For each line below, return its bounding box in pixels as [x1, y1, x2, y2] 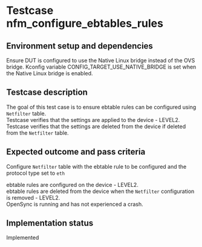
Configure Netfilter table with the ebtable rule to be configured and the [6, 163, 187, 170]
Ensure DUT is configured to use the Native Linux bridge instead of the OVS [6, 57, 195, 64]
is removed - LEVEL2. [6, 194, 60, 201]
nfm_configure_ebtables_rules [6, 16, 163, 30]
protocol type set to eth [6, 169, 65, 177]
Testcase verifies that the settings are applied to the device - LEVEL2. [6, 116, 180, 123]
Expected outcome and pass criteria [6, 147, 146, 157]
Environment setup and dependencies [6, 41, 153, 51]
